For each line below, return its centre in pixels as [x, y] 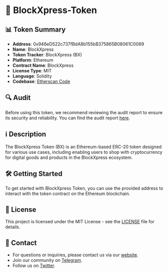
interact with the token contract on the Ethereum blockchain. [68, 194]
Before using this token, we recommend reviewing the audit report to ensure [84, 112]
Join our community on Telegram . [47, 260]
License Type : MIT [32, 71]
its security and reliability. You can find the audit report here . [68, 118]
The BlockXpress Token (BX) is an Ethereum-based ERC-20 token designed [83, 147]
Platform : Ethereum [33, 60]
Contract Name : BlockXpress [43, 65]
